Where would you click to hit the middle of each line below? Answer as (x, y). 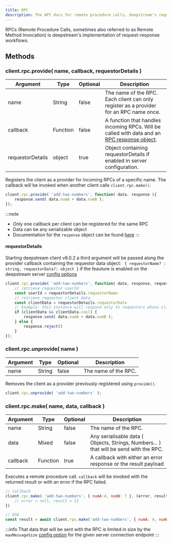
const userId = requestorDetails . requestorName (66, 293)
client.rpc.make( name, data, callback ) (55, 406)
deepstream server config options (41, 274)
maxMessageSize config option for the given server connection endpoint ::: (82, 535)
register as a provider (131, 106)
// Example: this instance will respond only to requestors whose (87, 307)
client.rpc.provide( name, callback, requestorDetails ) (73, 71)
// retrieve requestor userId (47, 288)
